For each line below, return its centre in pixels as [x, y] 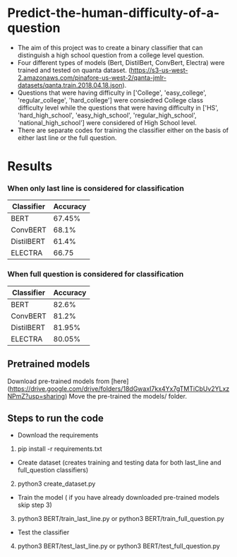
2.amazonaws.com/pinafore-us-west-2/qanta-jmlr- [92, 77]
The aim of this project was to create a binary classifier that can [110, 47]
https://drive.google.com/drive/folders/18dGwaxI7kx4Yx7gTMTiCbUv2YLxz [120, 388]
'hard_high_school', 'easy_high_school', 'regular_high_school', [107, 115]
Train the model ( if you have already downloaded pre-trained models [119, 498]
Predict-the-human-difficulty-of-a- [114, 13]
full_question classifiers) [53, 470]
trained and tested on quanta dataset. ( [74, 70]
